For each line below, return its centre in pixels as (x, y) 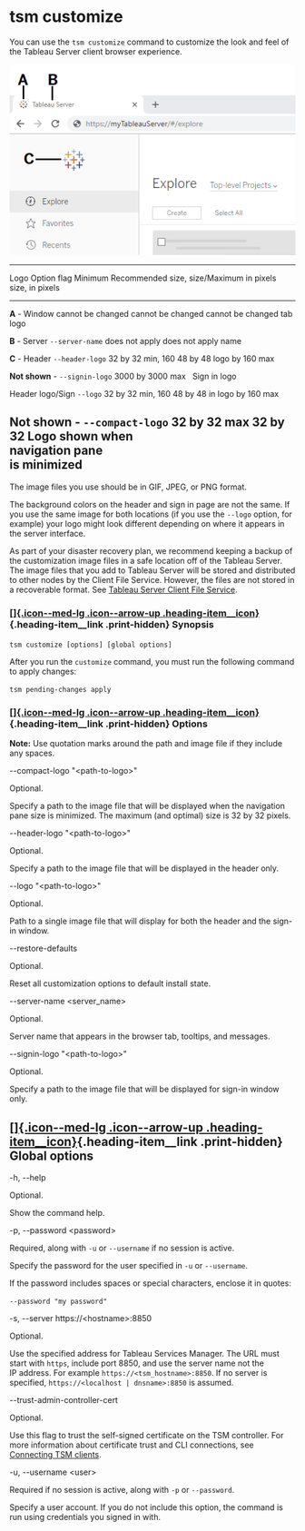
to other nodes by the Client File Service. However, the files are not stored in (152, 579)
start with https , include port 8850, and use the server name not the (137, 1363)
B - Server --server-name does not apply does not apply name (126, 341)
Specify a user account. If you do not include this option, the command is (146, 1507)
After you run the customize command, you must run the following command (152, 662)
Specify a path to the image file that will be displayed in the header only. (144, 868)
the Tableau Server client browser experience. (96, 51)
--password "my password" (58, 1302)
